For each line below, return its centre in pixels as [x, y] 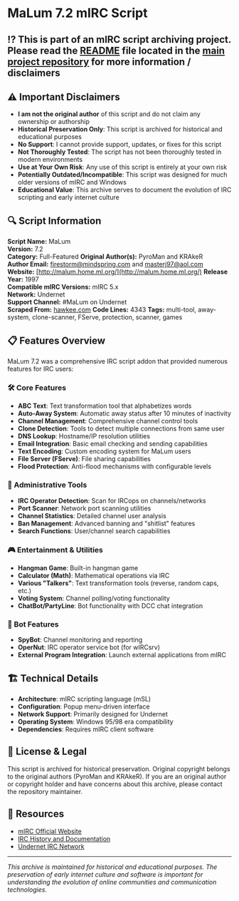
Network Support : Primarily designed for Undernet [93, 714]
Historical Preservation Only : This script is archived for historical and [120, 129]
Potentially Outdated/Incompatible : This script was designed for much [122, 175]
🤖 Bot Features [33, 624]
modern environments [50, 160]
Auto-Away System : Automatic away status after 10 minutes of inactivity [124, 413]
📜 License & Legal [47, 752]
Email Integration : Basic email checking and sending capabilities [112, 444]
